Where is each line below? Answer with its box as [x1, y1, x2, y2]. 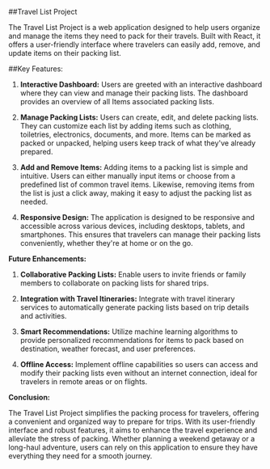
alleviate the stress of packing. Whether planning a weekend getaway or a [8, 434, 255, 443]
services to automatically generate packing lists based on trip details [19, 302, 249, 312]
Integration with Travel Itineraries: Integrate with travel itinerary [19, 294, 235, 303]
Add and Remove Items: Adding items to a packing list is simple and [19, 163, 248, 172]
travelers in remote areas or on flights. [19, 377, 148, 387]
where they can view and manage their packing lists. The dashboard [19, 88, 248, 98]
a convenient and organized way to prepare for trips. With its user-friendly [8, 416, 256, 426]
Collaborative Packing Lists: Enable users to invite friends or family [19, 270, 247, 279]
